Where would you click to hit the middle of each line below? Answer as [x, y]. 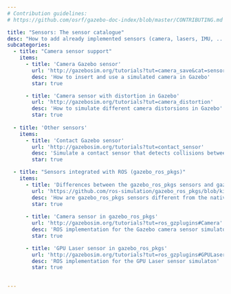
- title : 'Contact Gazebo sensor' [75, 140]
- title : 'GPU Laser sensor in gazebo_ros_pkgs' [96, 248]
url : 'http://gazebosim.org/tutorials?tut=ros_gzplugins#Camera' [128, 223]
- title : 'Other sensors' [51, 128]
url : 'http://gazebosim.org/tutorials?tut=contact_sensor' [118, 147]
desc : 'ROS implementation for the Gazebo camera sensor [115, 229]
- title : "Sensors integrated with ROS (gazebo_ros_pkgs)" [100, 172]
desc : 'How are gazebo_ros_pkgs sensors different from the [120, 197]
